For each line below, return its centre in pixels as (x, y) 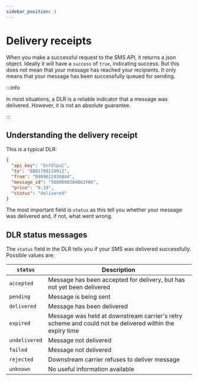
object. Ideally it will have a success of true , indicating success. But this (93, 63)
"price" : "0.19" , (33, 188)
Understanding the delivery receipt (72, 135)
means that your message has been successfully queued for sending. (91, 76)
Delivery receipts (49, 40)
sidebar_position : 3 (32, 12)
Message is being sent (79, 297)
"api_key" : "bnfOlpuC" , (40, 166)
